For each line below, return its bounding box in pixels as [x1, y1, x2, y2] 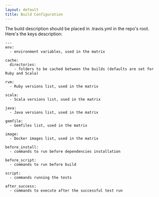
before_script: [5, 157, 37, 163]
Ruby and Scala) [5, 70, 39, 76]
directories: [9, 62, 37, 67]
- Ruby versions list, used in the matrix [9, 84, 99, 89]
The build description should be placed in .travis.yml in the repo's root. [5, 25, 150, 31]
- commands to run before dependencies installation [9, 149, 121, 154]
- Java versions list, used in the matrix [9, 110, 99, 115]
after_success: [5, 184, 37, 189]
